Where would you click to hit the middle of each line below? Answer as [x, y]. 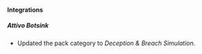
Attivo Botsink [28, 26]
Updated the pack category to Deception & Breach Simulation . [106, 43]
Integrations [25, 10]
